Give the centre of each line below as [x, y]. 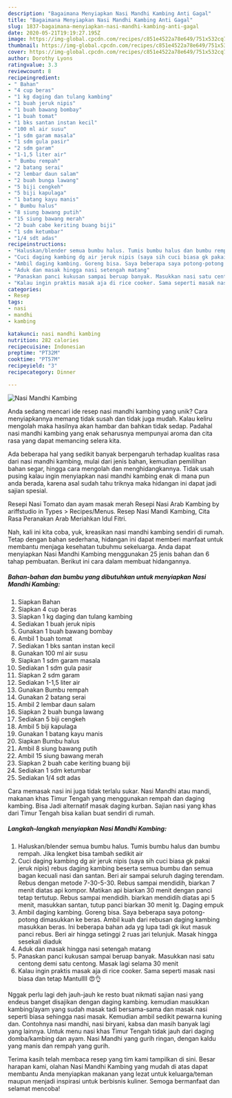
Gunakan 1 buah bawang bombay [65, 631]
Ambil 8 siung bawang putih [57, 748]
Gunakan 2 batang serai [52, 697]
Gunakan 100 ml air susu [53, 653]
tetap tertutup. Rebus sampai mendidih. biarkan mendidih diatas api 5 [116, 897]
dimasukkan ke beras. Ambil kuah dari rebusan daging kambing [130, 919]
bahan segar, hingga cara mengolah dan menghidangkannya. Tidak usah [111, 468]
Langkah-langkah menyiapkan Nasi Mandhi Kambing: [87, 829]
